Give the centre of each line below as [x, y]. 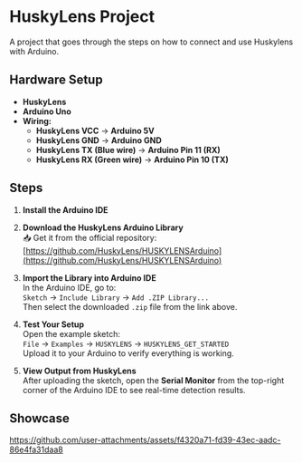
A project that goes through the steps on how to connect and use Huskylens [151, 42]
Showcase [40, 418]
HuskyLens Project [82, 17]
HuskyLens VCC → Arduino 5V [95, 130]
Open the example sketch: [71, 333]
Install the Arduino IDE [65, 209]
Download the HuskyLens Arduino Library [103, 227]
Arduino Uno [47, 111]
